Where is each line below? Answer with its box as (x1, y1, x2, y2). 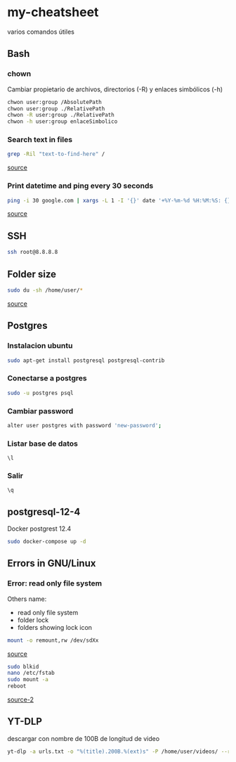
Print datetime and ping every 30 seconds (7, 181, 154, 190)
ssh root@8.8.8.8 (7, 249, 58, 256)
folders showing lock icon (17, 623, 93, 631)
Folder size (7, 268, 57, 280)
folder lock (17, 616, 49, 624)
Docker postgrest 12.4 (7, 524, 72, 533)
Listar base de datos (7, 439, 79, 448)
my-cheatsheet (7, 4, 99, 20)
